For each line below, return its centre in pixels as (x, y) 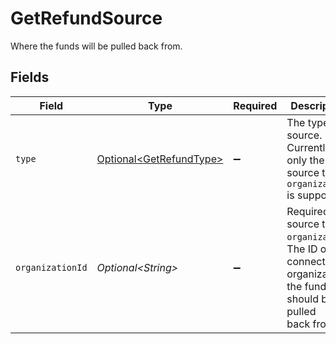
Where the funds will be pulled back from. (96, 46)
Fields (30, 77)
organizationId (51, 267)
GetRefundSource (86, 18)
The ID (302, 249)
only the (305, 160)
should (302, 299)
